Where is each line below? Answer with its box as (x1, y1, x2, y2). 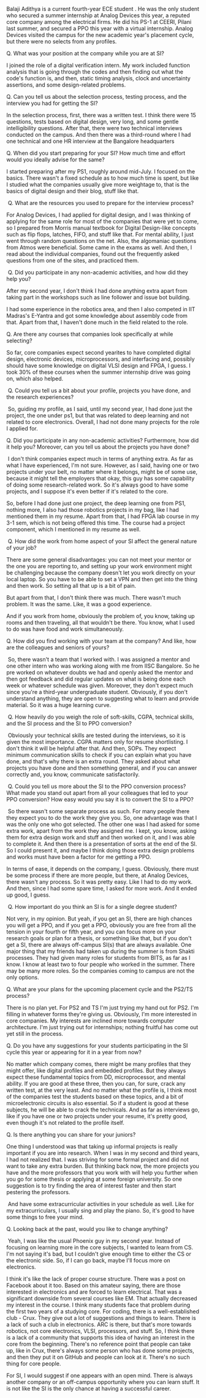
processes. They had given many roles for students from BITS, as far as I (6, 954, 191, 961)
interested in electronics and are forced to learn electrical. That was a (6, 1288, 182, 1296)
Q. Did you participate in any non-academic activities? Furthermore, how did (6, 437, 199, 444)
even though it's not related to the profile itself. (6, 1119, 124, 1126)
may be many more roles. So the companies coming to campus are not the (6, 967, 195, 975)
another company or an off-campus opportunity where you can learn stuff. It (6, 1378, 200, 1386)
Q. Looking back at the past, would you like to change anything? (6, 1226, 169, 1232)
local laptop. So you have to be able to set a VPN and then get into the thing (6, 576, 198, 582)
